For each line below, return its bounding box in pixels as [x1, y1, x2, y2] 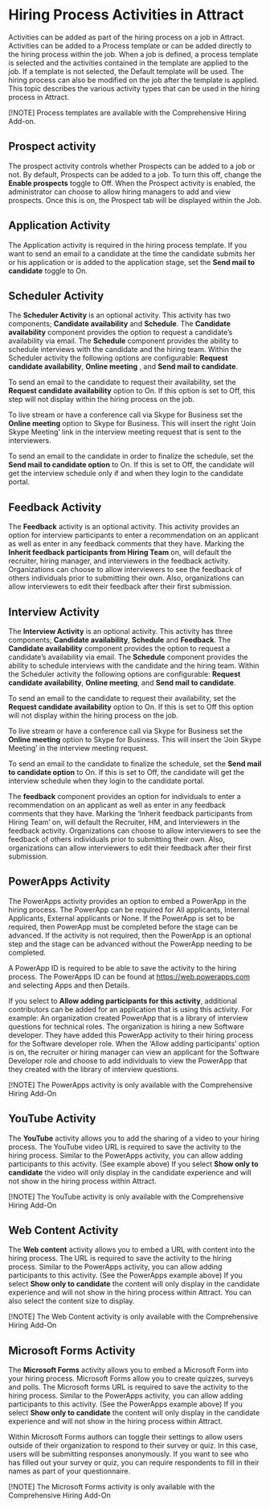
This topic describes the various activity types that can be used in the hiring [8, 83, 260, 93]
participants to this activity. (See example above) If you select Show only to [8, 1158, 259, 1169]
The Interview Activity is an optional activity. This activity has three [8, 627, 233, 636]
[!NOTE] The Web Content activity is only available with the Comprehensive [8, 1311, 259, 1322]
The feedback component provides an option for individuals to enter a [8, 792, 241, 801]
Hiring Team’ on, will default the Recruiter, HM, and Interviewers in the [8, 818, 240, 826]
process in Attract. [8, 92, 70, 101]
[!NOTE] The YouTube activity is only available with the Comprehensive [8, 1191, 244, 1201]
